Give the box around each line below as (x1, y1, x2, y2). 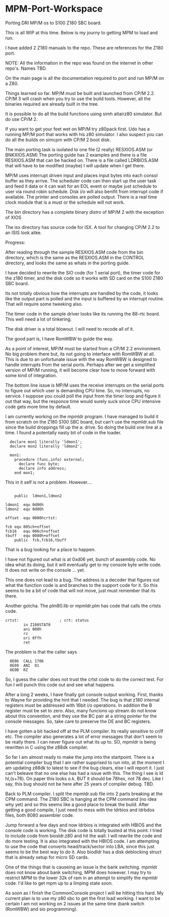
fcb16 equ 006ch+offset (5, 529, 60, 534)
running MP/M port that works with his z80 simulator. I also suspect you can (5, 131, 163, 137)
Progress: (5, 239, 25, 245)
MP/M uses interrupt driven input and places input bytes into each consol (5, 172, 158, 178)
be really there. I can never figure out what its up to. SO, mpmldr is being (5, 739, 156, 745)
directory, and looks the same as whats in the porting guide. (5, 260, 130, 266)
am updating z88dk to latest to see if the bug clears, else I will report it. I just (5, 764, 164, 771)
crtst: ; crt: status (5, 618, 89, 623)
